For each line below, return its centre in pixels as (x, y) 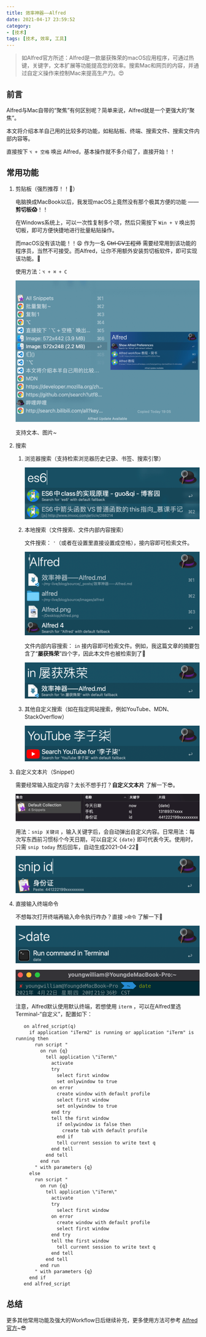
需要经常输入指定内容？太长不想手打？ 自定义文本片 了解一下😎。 (97, 785)
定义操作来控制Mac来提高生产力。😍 (78, 73)
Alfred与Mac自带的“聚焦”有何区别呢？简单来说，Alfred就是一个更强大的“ (98, 110)
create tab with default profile (105, 1130)
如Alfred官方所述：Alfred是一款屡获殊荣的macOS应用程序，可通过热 (108, 58)
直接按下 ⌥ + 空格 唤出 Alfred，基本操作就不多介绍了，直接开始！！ (91, 151)
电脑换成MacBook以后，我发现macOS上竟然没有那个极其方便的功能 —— (107, 202)
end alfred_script (47, 1284)
